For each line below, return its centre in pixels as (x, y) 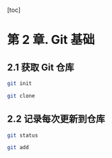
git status (23, 135)
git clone (21, 95)
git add (18, 148)
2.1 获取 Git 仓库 (41, 67)
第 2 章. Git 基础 (51, 40)
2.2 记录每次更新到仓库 (56, 119)
